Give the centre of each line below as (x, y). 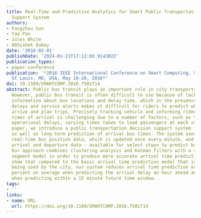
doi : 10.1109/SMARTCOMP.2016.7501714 (53, 84)
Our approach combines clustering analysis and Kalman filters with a (101, 151)
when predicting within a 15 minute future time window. (84, 179)
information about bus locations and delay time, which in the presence (104, 100)
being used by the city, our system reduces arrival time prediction (100, 167)
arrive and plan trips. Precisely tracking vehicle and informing (96, 112)
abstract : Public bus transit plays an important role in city (87, 90)
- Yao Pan (19, 34)
